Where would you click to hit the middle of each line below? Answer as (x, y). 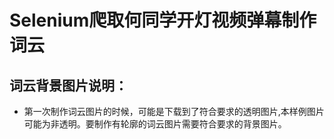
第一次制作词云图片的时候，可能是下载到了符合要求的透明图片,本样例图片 (174, 111)
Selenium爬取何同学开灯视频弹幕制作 (163, 20)
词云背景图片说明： (68, 85)
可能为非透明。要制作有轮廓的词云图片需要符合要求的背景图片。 (155, 124)
